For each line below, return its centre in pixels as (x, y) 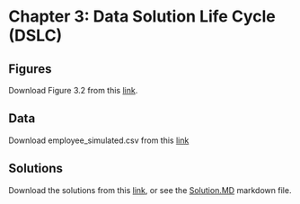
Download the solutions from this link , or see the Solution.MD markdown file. (150, 190)
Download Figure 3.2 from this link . (73, 90)
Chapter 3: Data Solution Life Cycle (142, 17)
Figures (30, 69)
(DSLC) (35, 35)
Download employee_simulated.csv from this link (99, 140)
